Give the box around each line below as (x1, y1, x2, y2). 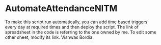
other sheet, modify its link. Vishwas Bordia (5, 34, 93, 40)
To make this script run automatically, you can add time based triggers (5, 19, 148, 25)
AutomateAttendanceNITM (5, 3, 118, 14)
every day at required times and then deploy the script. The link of (5, 24, 139, 30)
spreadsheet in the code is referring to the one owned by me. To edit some (5, 29, 157, 35)
